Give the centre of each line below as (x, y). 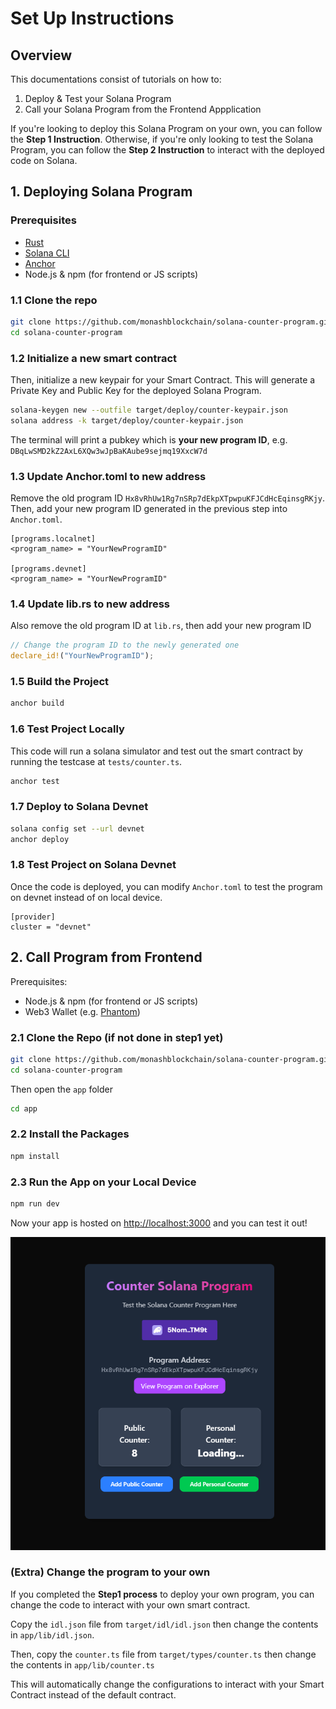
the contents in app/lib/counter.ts (82, 1664)
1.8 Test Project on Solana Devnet (93, 865)
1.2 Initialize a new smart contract (94, 358)
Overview (41, 55)
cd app (24, 1108)
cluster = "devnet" (51, 927)
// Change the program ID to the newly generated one (125, 645)
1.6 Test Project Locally (67, 729)
